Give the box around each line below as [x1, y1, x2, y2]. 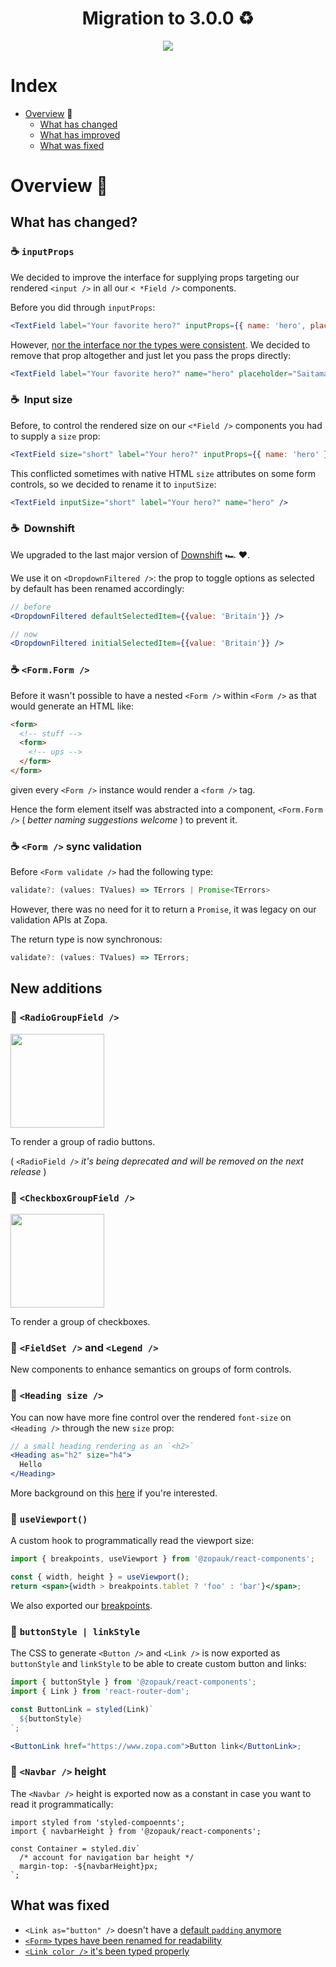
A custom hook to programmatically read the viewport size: [10, 1535, 255, 1547]
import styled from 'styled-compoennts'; [10, 1817, 186, 1827]
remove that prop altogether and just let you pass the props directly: [10, 349, 292, 361]
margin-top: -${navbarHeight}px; [19, 1861, 159, 1871]
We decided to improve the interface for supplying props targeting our [10, 271, 300, 283]
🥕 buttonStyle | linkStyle [10, 1624, 141, 1638]
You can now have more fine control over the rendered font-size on [10, 1411, 292, 1423]
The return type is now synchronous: [10, 933, 163, 946]
